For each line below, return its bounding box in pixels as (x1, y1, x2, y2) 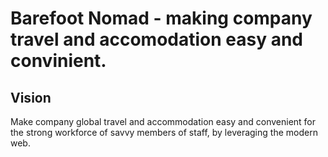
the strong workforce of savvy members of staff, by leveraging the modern (10, 127, 318, 138)
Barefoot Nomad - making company (10, 7, 313, 30)
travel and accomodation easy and (10, 28, 304, 51)
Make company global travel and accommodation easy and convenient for (10, 116, 317, 127)
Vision (10, 89, 52, 106)
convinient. (10, 50, 107, 72)
